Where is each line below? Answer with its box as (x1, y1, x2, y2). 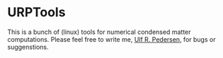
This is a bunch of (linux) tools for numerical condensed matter (7, 28, 191, 36)
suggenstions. (7, 42, 49, 51)
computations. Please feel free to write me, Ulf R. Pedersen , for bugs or (7, 35, 216, 43)
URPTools (7, 4, 66, 21)
